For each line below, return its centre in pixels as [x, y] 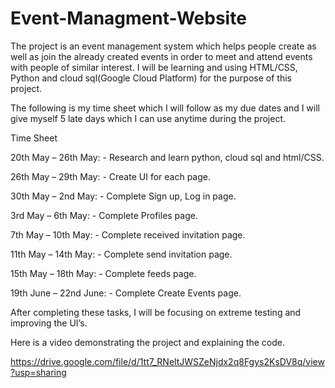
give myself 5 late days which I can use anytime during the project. [148, 118]
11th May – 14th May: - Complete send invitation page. [121, 254]
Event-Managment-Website [128, 18]
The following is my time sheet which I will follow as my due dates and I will [165, 108]
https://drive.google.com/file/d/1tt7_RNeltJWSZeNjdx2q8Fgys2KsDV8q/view [167, 361]
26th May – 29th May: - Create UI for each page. [110, 176]
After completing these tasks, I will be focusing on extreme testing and [156, 312]
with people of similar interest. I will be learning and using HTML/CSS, [154, 67]
